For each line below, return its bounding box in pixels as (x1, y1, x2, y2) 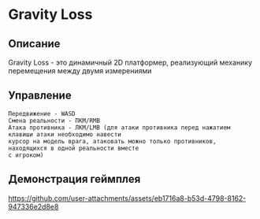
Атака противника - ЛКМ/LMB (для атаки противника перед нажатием (8, 124, 231, 132)
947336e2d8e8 (8, 202, 59, 211)
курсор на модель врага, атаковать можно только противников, (8, 137, 217, 145)
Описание (8, 37, 61, 50)
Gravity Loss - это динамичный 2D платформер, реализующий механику (8, 58, 253, 67)
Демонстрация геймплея (8, 173, 141, 186)
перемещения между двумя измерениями (8, 66, 152, 76)
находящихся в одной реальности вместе (8, 144, 139, 152)
